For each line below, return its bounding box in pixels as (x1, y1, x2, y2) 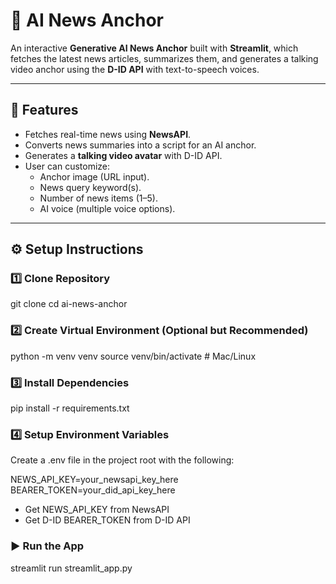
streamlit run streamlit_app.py (10, 562, 133, 574)
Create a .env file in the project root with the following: (10, 454, 235, 466)
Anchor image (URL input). (39, 170, 150, 183)
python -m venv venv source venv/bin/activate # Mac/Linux (10, 350, 257, 362)
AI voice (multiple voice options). (39, 202, 176, 214)
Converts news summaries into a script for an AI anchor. (24, 139, 257, 151)
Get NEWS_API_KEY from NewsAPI (24, 504, 170, 516)
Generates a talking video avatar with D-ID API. (24, 149, 223, 161)
